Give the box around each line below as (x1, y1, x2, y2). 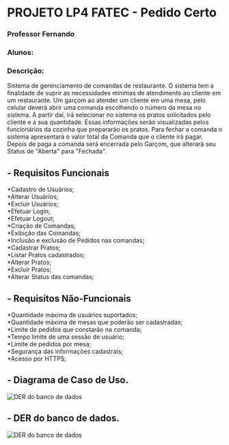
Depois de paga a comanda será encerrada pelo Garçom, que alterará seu (7, 140, 217, 148)
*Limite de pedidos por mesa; (7, 339, 92, 348)
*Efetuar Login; (7, 207, 51, 215)
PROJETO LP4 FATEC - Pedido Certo (7, 5, 217, 21)
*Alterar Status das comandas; (7, 273, 94, 281)
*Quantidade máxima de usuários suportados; (7, 311, 138, 319)
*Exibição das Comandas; (7, 229, 81, 237)
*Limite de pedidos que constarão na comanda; (7, 325, 142, 333)
